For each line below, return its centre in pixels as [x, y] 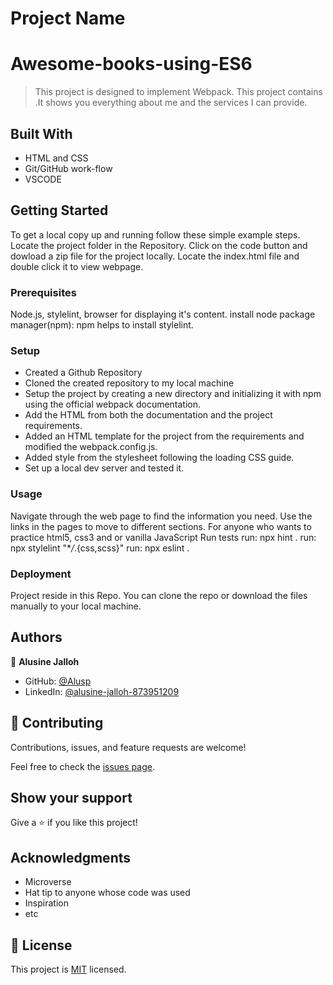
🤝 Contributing [57, 723]
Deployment [41, 574]
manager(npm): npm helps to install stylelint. [102, 325]
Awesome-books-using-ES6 [131, 64]
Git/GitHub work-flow [68, 168]
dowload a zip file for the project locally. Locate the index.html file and [155, 256]
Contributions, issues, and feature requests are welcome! [128, 747]
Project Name [68, 18]
